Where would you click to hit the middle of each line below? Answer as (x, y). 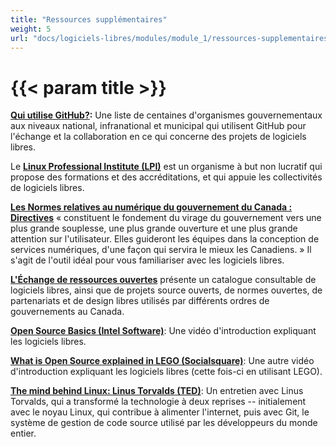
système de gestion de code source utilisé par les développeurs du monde (164, 423)
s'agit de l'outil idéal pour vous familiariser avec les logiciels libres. (147, 260)
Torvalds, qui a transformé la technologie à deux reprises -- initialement (158, 402)
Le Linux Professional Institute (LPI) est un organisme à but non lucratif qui (166, 167)
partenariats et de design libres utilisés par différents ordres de (140, 301)
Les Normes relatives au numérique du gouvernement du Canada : (151, 207)
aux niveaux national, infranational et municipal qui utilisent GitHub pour (158, 126)
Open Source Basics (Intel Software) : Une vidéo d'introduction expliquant (163, 331)
